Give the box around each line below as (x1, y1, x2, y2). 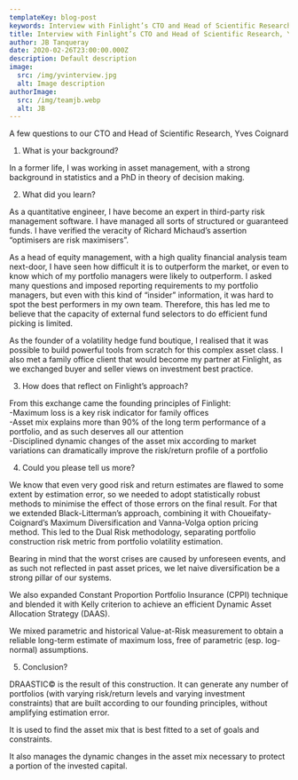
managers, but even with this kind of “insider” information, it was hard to (9, 290, 274, 300)
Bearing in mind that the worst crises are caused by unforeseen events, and (9, 553, 286, 564)
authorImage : (9, 87, 58, 96)
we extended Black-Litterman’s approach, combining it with (9, 508, 226, 519)
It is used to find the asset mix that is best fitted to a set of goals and (9, 725, 260, 736)
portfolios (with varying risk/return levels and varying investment (9, 688, 246, 699)
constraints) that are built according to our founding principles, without (9, 698, 268, 709)
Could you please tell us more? (21, 463, 136, 474)
